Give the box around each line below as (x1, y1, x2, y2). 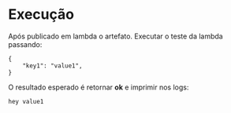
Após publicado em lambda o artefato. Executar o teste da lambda (8, 31, 223, 41)
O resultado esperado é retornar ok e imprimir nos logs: (8, 82, 189, 92)
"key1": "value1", (22, 61, 83, 70)
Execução (8, 5, 75, 24)
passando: (8, 39, 43, 49)
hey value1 (8, 97, 44, 105)
